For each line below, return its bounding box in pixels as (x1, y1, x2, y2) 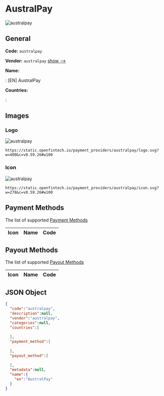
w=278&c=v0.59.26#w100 (5, 190, 53, 195)
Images (5, 112, 29, 120)
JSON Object (5, 288, 47, 296)
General (5, 34, 31, 43)
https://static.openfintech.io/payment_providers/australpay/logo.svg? (5, 148, 159, 153)
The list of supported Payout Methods (5, 259, 84, 266)
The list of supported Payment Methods (5, 217, 88, 223)
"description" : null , (10, 311, 53, 316)
